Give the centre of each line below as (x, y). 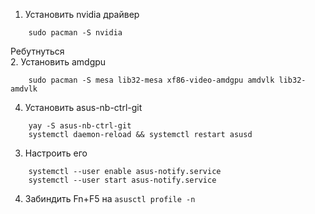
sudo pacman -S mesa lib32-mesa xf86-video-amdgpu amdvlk (151, 80)
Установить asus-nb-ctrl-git (83, 107)
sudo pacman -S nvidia (75, 33)
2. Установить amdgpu (58, 62)
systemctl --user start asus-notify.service (122, 180)
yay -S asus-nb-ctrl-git (80, 126)
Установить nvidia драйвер (82, 14)
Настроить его (56, 153)
